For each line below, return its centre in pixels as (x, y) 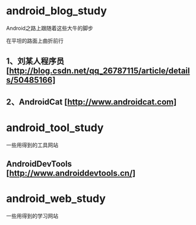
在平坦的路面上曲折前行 (35, 40)
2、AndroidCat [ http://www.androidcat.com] (91, 102)
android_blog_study (56, 11)
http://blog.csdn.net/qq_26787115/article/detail (99, 71)
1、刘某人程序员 (35, 61)
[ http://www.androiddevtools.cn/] (71, 173)
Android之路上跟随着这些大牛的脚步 (50, 28)
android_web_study (56, 199)
